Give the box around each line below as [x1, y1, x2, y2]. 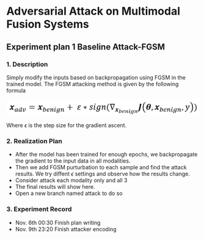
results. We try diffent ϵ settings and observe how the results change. [15, 170, 191, 178]
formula [6, 87, 26, 94]
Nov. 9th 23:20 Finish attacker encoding [15, 225, 117, 233]
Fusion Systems [6, 17, 90, 31]
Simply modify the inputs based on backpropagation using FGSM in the [6, 73, 186, 81]
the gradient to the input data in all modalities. [15, 157, 131, 164]
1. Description [6, 60, 48, 68]
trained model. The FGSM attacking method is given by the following [6, 80, 179, 87]
